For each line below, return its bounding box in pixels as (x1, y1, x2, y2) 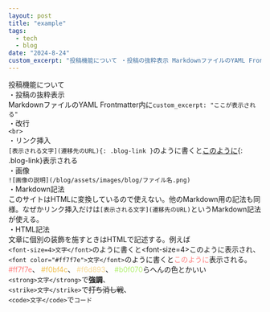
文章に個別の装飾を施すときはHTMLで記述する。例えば (8, 234, 191, 244)
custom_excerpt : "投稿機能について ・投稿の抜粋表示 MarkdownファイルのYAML (8, 57, 246, 65)
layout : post (8, 11, 52, 20)
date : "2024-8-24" (8, 49, 70, 57)
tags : (8, 27, 27, 35)
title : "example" (8, 19, 67, 27)
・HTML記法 (8, 224, 51, 234)
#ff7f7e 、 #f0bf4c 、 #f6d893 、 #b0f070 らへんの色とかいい (8, 265, 207, 274)
